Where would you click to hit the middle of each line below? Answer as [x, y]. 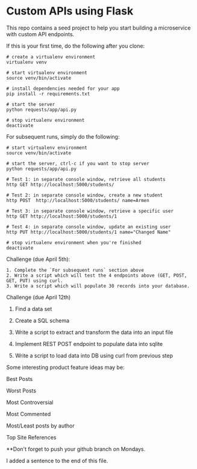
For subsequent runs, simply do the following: [63, 136]
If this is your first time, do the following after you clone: [76, 46]
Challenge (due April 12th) [39, 297]
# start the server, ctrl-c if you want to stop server [78, 163]
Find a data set [33, 309]
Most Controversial [30, 402]
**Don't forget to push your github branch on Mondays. [76, 449]
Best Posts [20, 379]
